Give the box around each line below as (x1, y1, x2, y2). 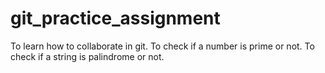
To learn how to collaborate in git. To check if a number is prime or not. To (10, 40, 315, 52)
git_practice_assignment (10, 7, 221, 30)
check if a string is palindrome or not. (10, 50, 165, 62)
